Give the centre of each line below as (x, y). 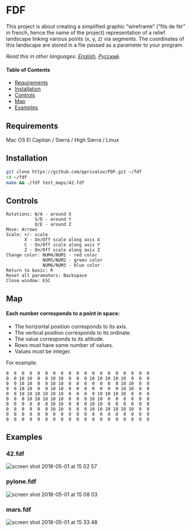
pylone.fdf (21, 481)
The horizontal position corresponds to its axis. (71, 326)
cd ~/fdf (17, 177)
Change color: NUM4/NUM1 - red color (52, 255)
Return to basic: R (30, 270)
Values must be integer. (43, 351)
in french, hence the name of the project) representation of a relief (86, 32)
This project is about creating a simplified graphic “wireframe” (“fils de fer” (96, 26)
